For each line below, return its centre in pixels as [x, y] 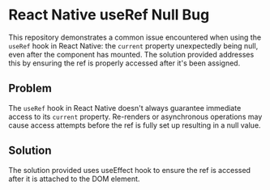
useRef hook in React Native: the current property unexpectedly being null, [133, 45]
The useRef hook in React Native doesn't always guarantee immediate [125, 108]
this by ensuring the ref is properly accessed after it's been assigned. [124, 63]
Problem [30, 89]
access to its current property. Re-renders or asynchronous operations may [135, 116]
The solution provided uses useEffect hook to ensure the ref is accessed [130, 170]
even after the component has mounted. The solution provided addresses [131, 54]
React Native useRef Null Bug [109, 15]
